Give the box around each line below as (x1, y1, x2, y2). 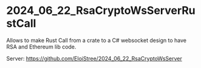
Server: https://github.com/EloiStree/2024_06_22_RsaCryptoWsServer (6, 55, 182, 62)
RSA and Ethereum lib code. (6, 43, 77, 50)
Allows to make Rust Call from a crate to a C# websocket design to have (6, 36, 187, 44)
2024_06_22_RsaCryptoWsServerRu (6, 4, 196, 18)
